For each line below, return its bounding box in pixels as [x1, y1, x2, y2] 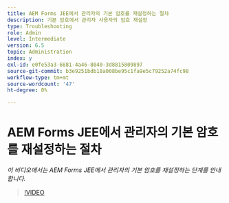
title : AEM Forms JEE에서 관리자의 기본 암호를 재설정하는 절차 [7, 10, 169, 17]
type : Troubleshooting [7, 23, 72, 30]
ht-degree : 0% [7, 87, 48, 94]
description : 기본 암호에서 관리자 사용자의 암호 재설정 [7, 17, 148, 23]
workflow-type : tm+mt [7, 74, 69, 81]
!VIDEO [23, 189, 45, 197]
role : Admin [7, 29, 41, 36]
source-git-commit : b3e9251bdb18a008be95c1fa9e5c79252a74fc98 [7, 67, 189, 74]
